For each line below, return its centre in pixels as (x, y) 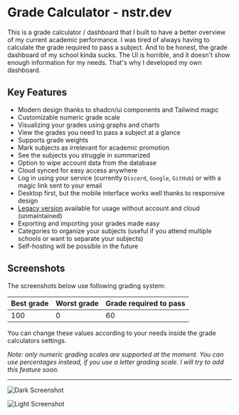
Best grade (30, 303)
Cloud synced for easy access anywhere (78, 170)
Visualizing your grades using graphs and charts (89, 125)
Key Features (37, 92)
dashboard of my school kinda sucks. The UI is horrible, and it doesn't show (119, 55)
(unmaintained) (40, 215)
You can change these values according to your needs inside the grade (112, 333)
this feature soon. (33, 369)
